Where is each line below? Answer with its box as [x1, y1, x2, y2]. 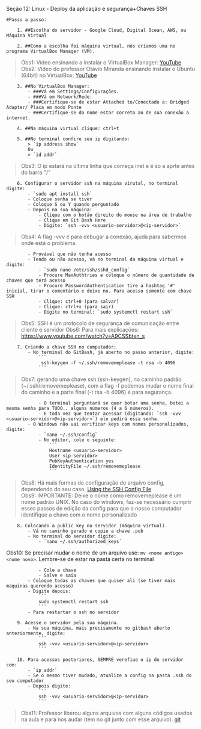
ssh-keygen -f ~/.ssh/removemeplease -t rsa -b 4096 [41, 360, 176, 366]
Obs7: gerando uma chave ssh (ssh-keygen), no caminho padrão [20, 376, 182, 383]
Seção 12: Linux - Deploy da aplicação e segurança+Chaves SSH [6, 5, 167, 12]
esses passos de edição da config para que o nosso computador [20, 505, 182, 512]
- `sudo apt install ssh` [28, 191, 93, 197]
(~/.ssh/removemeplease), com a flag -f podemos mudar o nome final [20, 382, 194, 389]
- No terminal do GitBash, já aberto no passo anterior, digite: [28, 349, 195, 355]
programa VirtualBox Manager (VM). [6, 48, 95, 54]
